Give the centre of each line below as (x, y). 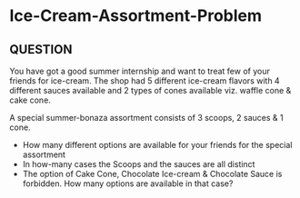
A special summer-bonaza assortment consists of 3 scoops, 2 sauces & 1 (146, 118)
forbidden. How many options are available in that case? (128, 183)
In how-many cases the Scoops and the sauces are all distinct (139, 164)
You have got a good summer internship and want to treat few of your (140, 71)
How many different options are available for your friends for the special (157, 145)
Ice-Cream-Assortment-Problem (135, 16)
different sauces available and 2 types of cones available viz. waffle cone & (150, 90)
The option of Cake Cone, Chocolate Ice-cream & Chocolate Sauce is (152, 174)
